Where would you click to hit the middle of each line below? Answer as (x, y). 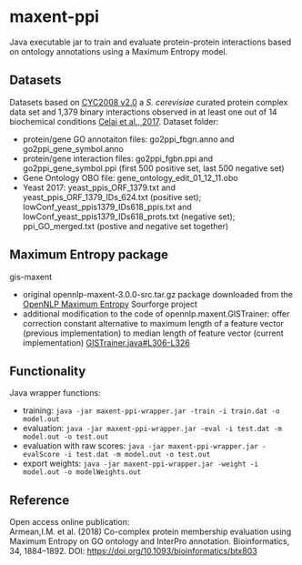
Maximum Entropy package (89, 255)
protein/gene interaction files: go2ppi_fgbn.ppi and (118, 158)
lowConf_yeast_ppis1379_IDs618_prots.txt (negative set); (129, 217)
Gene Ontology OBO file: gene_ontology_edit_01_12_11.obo (130, 177)
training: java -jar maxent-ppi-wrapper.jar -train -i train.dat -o (151, 410)
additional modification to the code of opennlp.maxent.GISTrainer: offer (156, 313)
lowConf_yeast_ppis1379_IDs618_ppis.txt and (107, 207)
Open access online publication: (70, 522)
